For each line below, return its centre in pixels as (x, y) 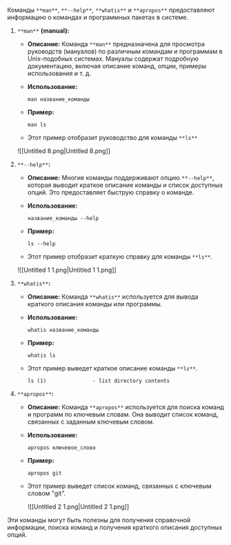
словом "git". (47, 493)
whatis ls (42, 355)
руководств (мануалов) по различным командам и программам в (125, 51)
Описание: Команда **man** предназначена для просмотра (116, 44)
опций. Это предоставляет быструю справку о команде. (111, 192)
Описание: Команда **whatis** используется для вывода (113, 297)
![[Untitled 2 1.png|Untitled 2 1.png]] (78, 507)
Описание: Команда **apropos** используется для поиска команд (125, 407)
